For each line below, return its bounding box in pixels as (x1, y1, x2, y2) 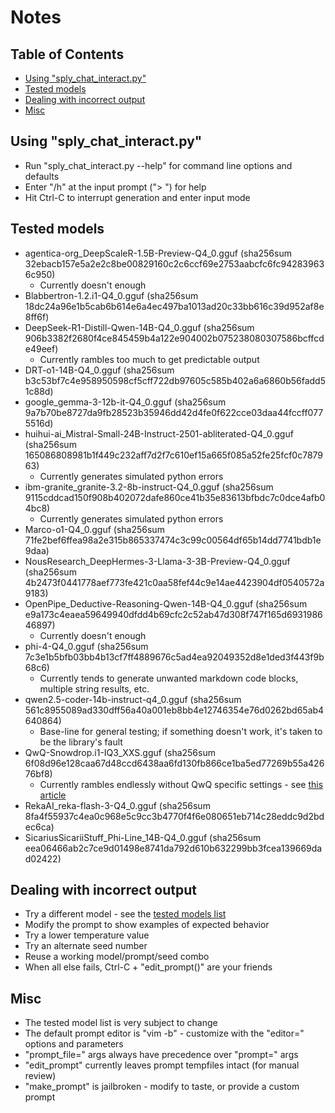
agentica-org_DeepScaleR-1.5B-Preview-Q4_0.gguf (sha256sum (24, 247, 292, 259)
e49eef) (24, 342, 59, 355)
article (39, 789, 67, 801)
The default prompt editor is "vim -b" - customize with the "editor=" (24, 1027, 305, 1040)
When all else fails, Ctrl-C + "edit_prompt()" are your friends (24, 961, 273, 973)
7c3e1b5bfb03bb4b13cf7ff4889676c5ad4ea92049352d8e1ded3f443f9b (24, 651, 325, 663)
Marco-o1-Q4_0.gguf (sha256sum (24, 523, 165, 535)
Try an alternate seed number (24, 940, 148, 952)
